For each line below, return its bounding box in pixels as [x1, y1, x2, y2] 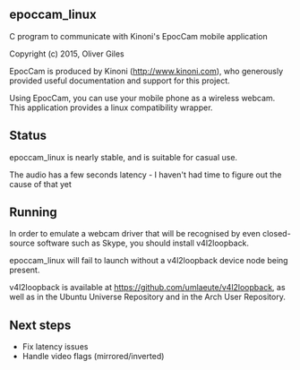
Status [9, 128, 47, 143]
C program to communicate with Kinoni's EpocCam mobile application [9, 30, 268, 41]
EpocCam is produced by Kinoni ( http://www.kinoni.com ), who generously [9, 65, 284, 76]
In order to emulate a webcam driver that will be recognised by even [9, 228, 261, 239]
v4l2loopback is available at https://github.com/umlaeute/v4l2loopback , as [9, 282, 286, 293]
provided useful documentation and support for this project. [9, 75, 230, 86]
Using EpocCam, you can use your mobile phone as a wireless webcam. [9, 92, 276, 103]
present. [9, 264, 40, 276]
